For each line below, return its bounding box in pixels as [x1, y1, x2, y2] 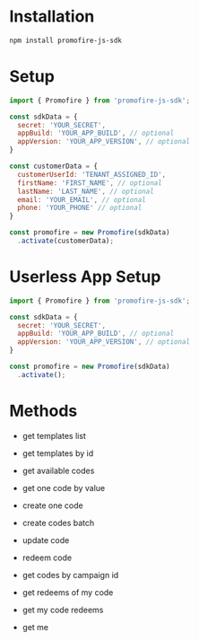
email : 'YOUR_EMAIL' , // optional [17, 195, 146, 204]
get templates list [22, 430, 87, 441]
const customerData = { [9, 162, 99, 171]
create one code [22, 500, 83, 511]
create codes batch [22, 517, 95, 528]
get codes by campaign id [22, 569, 119, 580]
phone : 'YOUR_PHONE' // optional [17, 204, 143, 213]
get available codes [22, 465, 95, 476]
